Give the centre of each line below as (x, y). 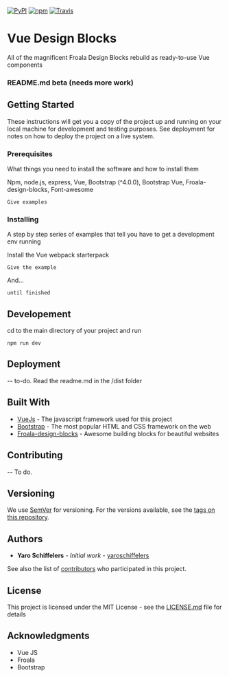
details (16, 614)
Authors (25, 539)
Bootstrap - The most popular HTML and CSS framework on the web (114, 426)
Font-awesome (72, 189)
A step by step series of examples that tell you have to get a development (111, 235)
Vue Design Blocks (62, 39)
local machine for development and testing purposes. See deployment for (111, 129)
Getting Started (41, 105)
